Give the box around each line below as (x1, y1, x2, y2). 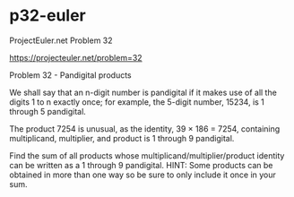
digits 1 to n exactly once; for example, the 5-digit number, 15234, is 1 (9, 96, 264, 107)
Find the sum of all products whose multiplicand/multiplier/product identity (9, 150, 285, 161)
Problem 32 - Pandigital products (9, 69, 132, 81)
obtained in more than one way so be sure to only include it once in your (9, 169, 276, 180)
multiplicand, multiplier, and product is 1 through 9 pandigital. (9, 133, 235, 143)
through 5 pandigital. (9, 106, 87, 116)
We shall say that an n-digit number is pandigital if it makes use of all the (9, 87, 278, 98)
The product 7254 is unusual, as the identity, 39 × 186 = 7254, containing (9, 123, 281, 134)
